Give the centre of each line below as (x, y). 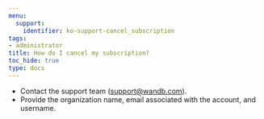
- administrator (36, 46)
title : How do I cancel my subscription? (79, 53)
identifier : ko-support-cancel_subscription (99, 31)
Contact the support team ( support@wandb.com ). (103, 91)
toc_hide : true (34, 61)
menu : (17, 16)
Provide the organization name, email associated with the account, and (138, 99)
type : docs (27, 68)
